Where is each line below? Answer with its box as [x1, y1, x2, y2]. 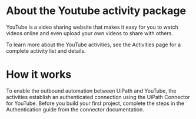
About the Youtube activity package [6, 4, 187, 18]
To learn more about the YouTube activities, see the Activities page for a [6, 41, 181, 48]
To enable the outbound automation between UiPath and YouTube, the [6, 87, 177, 94]
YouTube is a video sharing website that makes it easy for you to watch [6, 23, 178, 30]
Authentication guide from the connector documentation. [6, 106, 144, 113]
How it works [6, 68, 72, 81]
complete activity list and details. [6, 47, 86, 54]
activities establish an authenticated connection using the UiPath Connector [6, 93, 190, 100]
